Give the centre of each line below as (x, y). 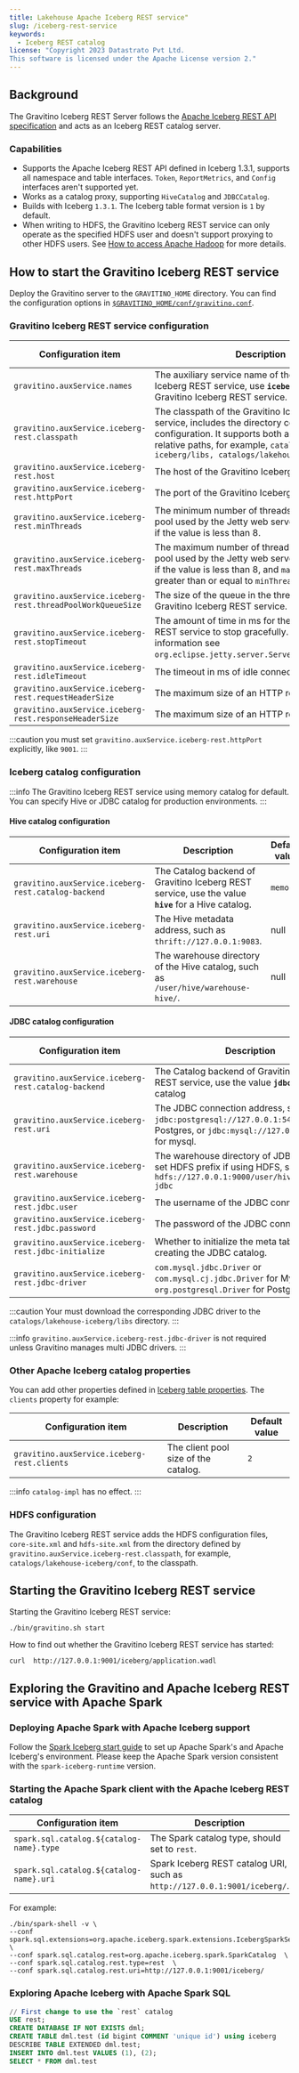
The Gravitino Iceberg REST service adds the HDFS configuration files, (139, 1534)
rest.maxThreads (48, 569)
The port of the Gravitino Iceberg (223, 493)
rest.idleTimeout (50, 676)
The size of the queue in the (213, 595)
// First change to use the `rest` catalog (91, 2012)
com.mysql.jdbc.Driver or (208, 1267)
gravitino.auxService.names (73, 386)
